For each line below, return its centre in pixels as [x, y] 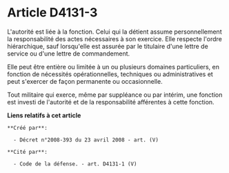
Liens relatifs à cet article [44, 115]
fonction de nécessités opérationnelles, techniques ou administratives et [110, 74]
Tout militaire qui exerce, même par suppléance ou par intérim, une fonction [115, 95]
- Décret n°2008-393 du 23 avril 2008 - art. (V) [86, 140]
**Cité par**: [28, 152]
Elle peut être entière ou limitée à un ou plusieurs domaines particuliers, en [113, 67]
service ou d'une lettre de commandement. [69, 54]
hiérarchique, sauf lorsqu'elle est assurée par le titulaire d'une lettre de [108, 46]
